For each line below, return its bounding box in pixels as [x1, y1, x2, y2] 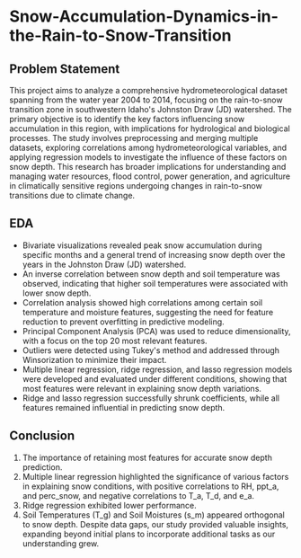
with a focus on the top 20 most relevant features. [22, 335, 208, 346]
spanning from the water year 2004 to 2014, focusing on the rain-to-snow [9, 94, 283, 105]
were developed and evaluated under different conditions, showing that [22, 373, 288, 384]
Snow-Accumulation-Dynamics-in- [9, 6, 279, 27]
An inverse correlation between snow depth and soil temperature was [22, 268, 280, 279]
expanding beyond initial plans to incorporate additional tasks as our [22, 528, 276, 539]
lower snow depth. [22, 288, 92, 298]
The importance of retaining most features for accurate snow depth [22, 452, 272, 463]
